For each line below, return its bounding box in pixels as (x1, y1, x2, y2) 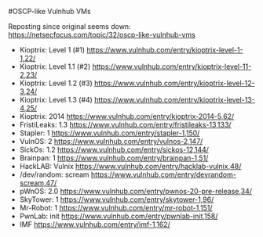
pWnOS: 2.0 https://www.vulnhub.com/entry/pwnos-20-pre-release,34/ (19, 187, 253, 196)
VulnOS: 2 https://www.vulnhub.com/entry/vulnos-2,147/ (19, 137, 203, 145)
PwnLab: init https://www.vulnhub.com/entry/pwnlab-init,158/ (19, 211, 218, 221)
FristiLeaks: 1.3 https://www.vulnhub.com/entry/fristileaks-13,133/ (19, 120, 232, 129)
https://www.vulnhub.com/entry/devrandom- (90, 170, 237, 179)
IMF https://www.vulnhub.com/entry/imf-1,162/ (19, 220, 170, 229)
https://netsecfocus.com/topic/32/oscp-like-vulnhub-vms (8, 31, 196, 39)
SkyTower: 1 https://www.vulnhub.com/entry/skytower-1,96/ (19, 195, 214, 204)
